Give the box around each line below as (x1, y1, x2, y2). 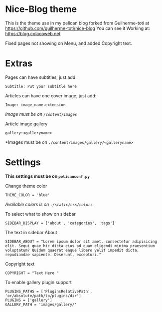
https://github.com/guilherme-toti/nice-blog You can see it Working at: (5, 25, 151, 31)
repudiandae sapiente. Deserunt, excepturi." (5, 252, 101, 257)
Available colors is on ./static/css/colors (5, 201, 93, 207)
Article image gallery (5, 121, 48, 127)
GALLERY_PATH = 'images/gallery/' (5, 302, 77, 307)
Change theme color (5, 183, 47, 189)
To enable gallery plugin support (5, 279, 72, 285)
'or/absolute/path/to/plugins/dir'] (5, 293, 81, 298)
